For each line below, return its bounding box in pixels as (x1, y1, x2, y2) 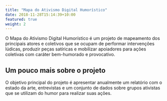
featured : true (5, 17, 37, 22)
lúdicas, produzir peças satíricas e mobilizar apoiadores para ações (5, 46, 146, 52)
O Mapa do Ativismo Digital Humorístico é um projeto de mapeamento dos (5, 35, 160, 41)
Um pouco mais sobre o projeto (5, 66, 106, 75)
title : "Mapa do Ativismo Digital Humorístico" (5, 7, 108, 13)
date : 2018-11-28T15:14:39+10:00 (5, 12, 76, 17)
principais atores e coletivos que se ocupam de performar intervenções (5, 41, 155, 47)
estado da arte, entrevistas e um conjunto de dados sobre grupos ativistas (5, 85, 160, 91)
